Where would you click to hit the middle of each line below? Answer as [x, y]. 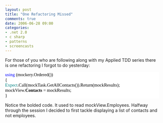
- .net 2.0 [16, 32]
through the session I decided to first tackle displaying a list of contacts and [81, 110]
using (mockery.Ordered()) [29, 74]
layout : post [18, 10]
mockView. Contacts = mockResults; [38, 90]
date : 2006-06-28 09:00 [29, 23]
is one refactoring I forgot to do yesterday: [48, 65]
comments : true [20, 19]
